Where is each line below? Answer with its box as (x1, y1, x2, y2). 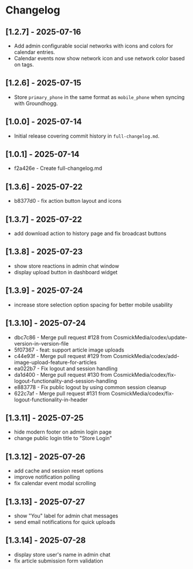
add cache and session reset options (13, 467, 104, 475)
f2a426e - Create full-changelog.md (13, 165, 103, 172)
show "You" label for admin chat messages (13, 512, 118, 519)
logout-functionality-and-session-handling (13, 377, 117, 384)
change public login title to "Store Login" (13, 435, 113, 442)
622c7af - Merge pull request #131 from (13, 390, 110, 397)
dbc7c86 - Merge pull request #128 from (13, 333, 113, 340)
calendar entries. (13, 49, 55, 56)
